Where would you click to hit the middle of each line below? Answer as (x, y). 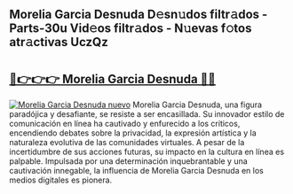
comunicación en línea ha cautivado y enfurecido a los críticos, (125, 124)
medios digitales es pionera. (61, 180)
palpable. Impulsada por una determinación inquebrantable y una (129, 161)
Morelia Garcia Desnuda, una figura (198, 105)
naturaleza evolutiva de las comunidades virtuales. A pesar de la (127, 142)
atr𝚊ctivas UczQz (59, 42)
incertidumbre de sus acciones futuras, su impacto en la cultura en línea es (147, 151)
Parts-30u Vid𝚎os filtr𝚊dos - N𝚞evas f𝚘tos (131, 29)
